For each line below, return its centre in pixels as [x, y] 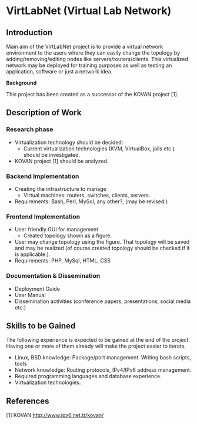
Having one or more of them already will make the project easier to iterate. [96, 346]
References [28, 401]
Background [21, 83]
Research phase [30, 129]
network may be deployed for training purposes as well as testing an [89, 65]
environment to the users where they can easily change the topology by [93, 53]
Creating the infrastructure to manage [61, 189]
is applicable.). [32, 254]
